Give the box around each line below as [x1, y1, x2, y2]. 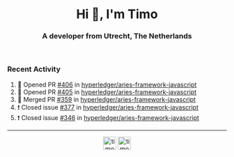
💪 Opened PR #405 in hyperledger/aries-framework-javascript [17, 87, 197, 96]
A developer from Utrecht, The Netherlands [42, 31, 192, 41]
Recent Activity [7, 64, 61, 74]
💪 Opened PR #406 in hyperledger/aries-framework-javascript [17, 80, 197, 89]
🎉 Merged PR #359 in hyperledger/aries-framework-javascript [17, 95, 196, 103]
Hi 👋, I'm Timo [76, 6, 158, 22]
